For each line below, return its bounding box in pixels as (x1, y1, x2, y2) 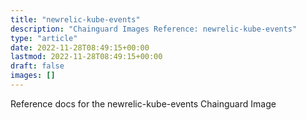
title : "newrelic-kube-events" (10, 14, 141, 25)
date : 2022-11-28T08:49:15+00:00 (10, 42, 150, 53)
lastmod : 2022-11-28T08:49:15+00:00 (10, 52, 163, 62)
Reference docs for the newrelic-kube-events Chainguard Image (10, 97, 277, 110)
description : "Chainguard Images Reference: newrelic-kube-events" (10, 24, 298, 34)
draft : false (10, 61, 65, 71)
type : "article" (10, 33, 78, 43)
